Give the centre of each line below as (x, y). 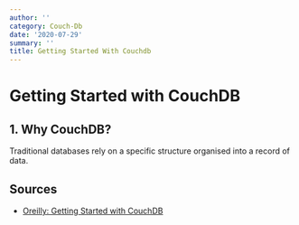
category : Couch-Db (46, 26)
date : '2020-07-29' (46, 34)
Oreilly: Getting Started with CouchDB (93, 211)
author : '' (30, 18)
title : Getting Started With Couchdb (80, 52)
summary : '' (32, 43)
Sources (33, 189)
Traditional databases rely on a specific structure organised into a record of (150, 151)
